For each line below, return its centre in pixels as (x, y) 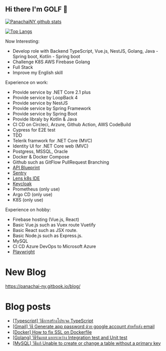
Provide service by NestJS (40, 103)
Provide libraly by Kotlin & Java (45, 119)
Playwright (24, 252)
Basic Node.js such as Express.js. (47, 236)
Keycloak (22, 183)
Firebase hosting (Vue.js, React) (46, 219)
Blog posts (28, 306)
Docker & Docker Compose (41, 157)
